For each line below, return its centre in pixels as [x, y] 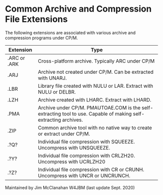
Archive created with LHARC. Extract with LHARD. [95, 99]
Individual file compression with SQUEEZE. [86, 142]
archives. [73, 120]
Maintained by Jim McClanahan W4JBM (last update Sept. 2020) [70, 187]
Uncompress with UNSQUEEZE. [74, 147]
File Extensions [36, 19]
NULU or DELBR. [57, 92]
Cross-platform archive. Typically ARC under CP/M [96, 61]
